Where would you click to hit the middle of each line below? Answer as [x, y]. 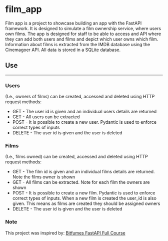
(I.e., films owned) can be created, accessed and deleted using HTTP [77, 157]
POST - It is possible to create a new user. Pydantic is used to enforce [84, 122]
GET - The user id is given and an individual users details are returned [84, 112]
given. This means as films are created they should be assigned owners [86, 203]
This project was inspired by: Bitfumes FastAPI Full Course [65, 233]
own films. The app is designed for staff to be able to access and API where [83, 34]
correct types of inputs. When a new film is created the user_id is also [84, 198]
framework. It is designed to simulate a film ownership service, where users [83, 28]
